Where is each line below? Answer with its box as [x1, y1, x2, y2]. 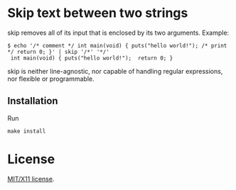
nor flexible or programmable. [7, 74, 95, 83]
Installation [7, 95, 58, 107]
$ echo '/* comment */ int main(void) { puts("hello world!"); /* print [7, 42, 227, 49]
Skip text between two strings [7, 5, 188, 21]
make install [7, 128, 46, 135]
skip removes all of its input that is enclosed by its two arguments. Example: [7, 28, 230, 37]
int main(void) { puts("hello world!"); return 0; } [10, 55, 173, 62]
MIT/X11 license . [7, 174, 55, 183]
